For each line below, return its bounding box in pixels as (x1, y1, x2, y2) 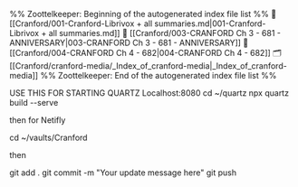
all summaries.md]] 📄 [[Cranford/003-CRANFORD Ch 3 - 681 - (48, 28, 281, 38)
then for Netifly (9, 115, 66, 126)
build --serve (9, 98, 59, 108)
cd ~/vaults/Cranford (9, 132, 88, 143)
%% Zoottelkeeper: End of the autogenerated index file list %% (40, 70, 277, 80)
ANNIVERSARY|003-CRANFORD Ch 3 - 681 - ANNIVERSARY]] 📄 (9, 37, 249, 48)
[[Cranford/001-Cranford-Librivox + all (9, 18, 153, 29)
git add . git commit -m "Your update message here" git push (9, 167, 237, 178)
